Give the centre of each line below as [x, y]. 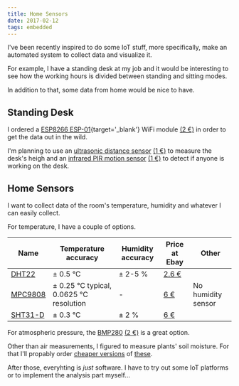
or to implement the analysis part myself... [69, 375]
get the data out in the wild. [47, 137]
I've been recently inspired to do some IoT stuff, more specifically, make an [117, 48]
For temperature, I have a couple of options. [72, 227]
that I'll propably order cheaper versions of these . [80, 354]
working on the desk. [38, 166]
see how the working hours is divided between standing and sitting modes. [117, 76]
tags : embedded [30, 27]
